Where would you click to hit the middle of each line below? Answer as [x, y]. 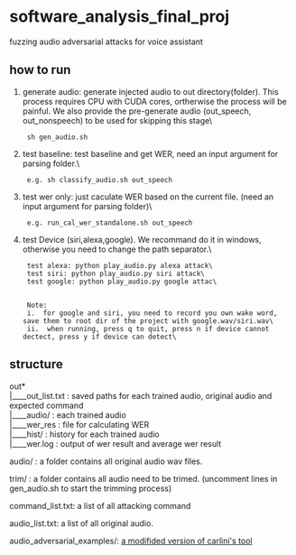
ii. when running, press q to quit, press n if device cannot [148, 328]
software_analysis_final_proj [120, 17]
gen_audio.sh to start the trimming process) [91, 488]
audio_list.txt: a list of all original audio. [81, 523]
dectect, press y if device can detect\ [99, 337]
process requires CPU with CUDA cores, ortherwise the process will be [154, 101]
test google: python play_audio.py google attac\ [122, 282]
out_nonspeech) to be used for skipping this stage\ [117, 120]
